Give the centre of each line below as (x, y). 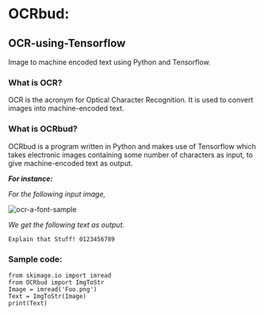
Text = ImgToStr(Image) (48, 296)
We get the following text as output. (67, 225)
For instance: (31, 179)
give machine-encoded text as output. (71, 163)
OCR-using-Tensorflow (67, 43)
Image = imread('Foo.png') (53, 289)
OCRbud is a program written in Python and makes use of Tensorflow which (132, 146)
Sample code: (35, 259)
